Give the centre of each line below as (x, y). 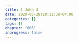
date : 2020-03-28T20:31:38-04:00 (39, 14)
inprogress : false (24, 33)
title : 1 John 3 (22, 10)
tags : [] (14, 23)
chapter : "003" (21, 28)
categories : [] (21, 19)
